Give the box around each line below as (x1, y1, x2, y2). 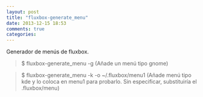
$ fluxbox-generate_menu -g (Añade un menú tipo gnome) (21, 60, 168, 67)
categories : (6, 32, 36, 38)
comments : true (6, 25, 45, 32)
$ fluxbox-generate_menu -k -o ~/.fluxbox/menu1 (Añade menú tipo (21, 72, 191, 79)
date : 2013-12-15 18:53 (6, 20, 67, 26)
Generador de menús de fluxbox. (6, 48, 89, 55)
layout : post (6, 8, 40, 15)
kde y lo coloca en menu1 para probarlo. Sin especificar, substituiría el (21, 78, 198, 85)
